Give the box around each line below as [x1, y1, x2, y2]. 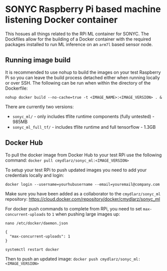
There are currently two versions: [5, 104, 74, 110]
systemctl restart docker [5, 247, 59, 252]
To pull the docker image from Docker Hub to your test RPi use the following [5, 152, 162, 158]
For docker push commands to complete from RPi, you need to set [5, 205, 142, 211]
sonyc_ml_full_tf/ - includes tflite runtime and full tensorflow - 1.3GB [12, 124, 156, 130]
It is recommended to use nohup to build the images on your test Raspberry [5, 69, 161, 75]
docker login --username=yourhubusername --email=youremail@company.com [5, 182, 160, 187]
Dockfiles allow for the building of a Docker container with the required [5, 36, 151, 42]
